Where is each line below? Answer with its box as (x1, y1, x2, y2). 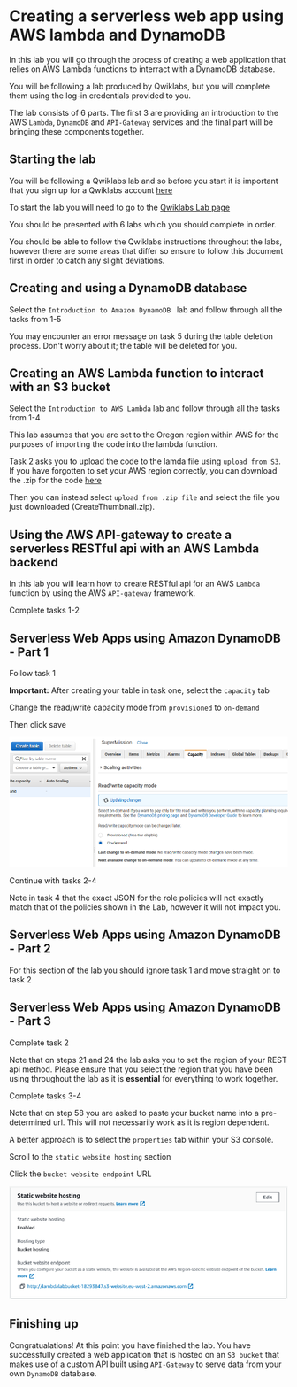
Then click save (9, 720, 66, 729)
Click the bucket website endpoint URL (9, 1168, 152, 1179)
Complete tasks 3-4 (9, 1090, 82, 1101)
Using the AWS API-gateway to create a (9, 527, 232, 542)
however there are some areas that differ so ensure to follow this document (9, 245, 284, 256)
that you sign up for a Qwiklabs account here (9, 184, 173, 196)
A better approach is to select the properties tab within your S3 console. (9, 1134, 274, 1144)
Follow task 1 (9, 668, 56, 678)
